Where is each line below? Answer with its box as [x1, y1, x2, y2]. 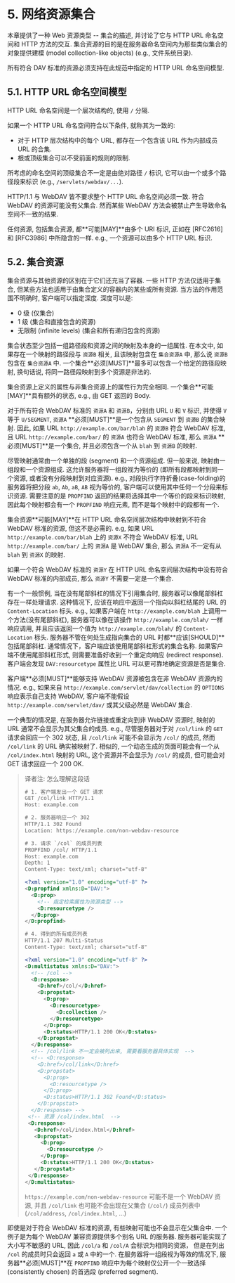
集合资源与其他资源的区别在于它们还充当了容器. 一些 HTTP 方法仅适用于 [7, 276, 215, 285]
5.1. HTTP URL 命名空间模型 [7, 86, 128, 98]
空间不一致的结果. [7, 209, 59, 218]
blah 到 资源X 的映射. [7, 550, 65, 559]
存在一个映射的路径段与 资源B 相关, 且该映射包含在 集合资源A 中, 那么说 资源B [13, 349, 228, 359]
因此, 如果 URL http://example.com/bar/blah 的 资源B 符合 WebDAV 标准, [16, 423, 226, 432]
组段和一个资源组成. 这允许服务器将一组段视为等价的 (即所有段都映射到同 [7, 465, 218, 473]
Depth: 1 [24, 859, 51, 867]
